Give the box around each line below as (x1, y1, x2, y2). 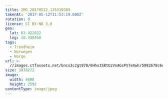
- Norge (9, 53, 26, 59)
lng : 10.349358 (9, 35, 41, 40)
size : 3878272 (5, 68, 35, 73)
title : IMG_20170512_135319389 (5, 7, 70, 12)
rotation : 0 (5, 16, 30, 21)
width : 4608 (9, 77, 35, 82)
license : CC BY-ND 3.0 (5, 21, 52, 26)
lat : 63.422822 (9, 30, 41, 35)
